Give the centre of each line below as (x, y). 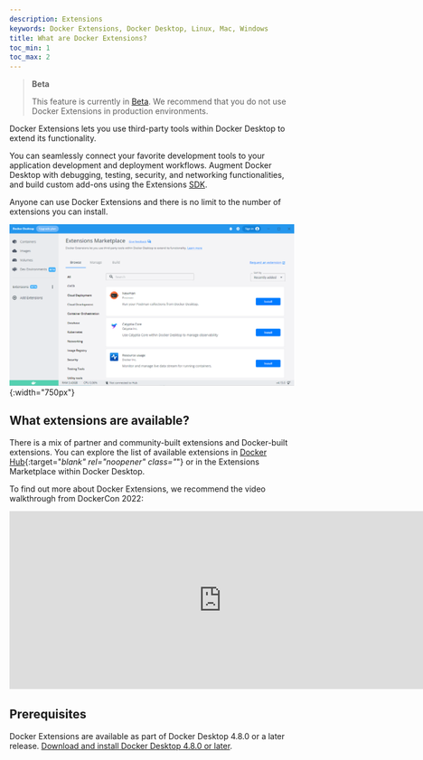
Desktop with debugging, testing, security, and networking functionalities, (147, 175)
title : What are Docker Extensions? (78, 38)
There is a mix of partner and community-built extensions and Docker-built (149, 442)
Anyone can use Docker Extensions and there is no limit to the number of (146, 202)
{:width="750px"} (42, 392)
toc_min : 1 (30, 48)
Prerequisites (48, 714)
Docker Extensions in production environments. (120, 111)
